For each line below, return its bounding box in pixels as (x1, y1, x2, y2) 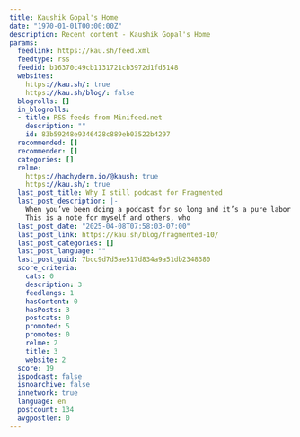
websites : (17, 72, 54, 81)
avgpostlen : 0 (17, 414, 70, 423)
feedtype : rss (17, 55, 70, 64)
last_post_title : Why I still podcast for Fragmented (17, 188, 223, 197)
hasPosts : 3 (25, 305, 70, 314)
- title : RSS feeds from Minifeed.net (17, 113, 163, 122)
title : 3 (25, 346, 58, 355)
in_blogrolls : (17, 105, 70, 114)
